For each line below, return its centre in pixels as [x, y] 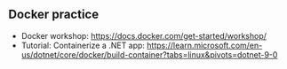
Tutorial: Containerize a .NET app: [83, 45]
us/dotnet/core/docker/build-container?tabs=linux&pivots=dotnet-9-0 [149, 54]
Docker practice [54, 15]
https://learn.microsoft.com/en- [205, 45]
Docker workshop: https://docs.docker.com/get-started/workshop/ [144, 35]
